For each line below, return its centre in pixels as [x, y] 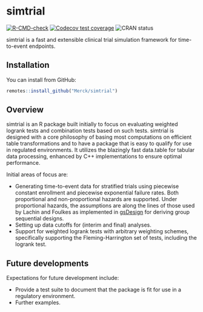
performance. [23, 163]
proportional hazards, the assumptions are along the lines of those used [105, 206]
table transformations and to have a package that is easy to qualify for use [99, 144]
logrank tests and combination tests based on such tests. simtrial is [90, 131]
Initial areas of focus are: [37, 174]
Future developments [48, 263]
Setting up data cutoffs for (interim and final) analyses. [83, 225]
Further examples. [38, 303]
